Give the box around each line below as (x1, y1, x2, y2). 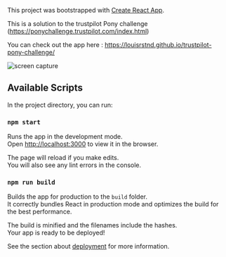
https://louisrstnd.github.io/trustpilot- (104, 41, 212, 48)
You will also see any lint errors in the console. (7, 161, 142, 169)
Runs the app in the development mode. (7, 133, 123, 141)
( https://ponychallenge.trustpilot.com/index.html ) (7, 27, 149, 35)
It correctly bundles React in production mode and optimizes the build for (7, 200, 219, 209)
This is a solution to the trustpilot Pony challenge (7, 20, 148, 27)
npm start (7, 118, 41, 126)
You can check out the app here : (7, 41, 104, 48)
